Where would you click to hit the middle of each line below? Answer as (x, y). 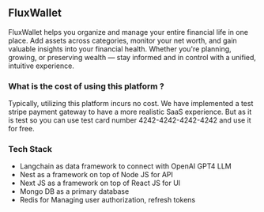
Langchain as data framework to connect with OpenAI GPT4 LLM (125, 166)
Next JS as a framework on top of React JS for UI (100, 183)
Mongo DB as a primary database (74, 191)
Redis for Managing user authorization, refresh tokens (107, 200)
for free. (21, 129)
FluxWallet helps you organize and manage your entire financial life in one (128, 32)
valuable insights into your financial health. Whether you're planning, (120, 49)
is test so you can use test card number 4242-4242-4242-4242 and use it (130, 120)
